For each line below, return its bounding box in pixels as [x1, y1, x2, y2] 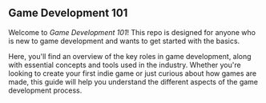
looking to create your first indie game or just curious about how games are [8, 68, 257, 78]
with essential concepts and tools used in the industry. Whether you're [8, 60, 242, 69]
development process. [8, 85, 83, 95]
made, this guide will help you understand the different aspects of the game [8, 77, 259, 86]
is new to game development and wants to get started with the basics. [8, 36, 240, 46]
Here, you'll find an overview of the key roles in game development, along [8, 51, 252, 61]
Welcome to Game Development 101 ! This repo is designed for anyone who [8, 27, 256, 37]
